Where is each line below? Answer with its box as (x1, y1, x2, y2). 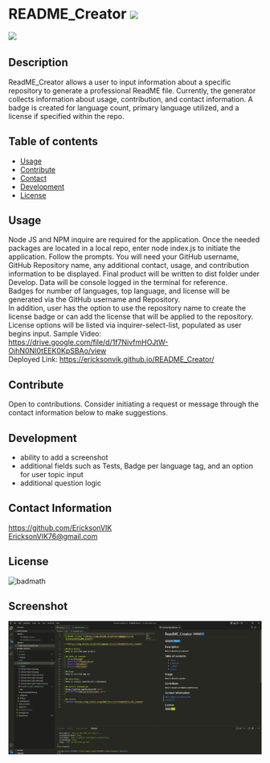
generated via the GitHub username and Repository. (8, 295, 181, 304)
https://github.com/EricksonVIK (8, 522, 112, 532)
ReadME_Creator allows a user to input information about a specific (8, 77, 231, 87)
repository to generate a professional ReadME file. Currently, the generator (8, 85, 256, 95)
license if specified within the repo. (8, 111, 125, 121)
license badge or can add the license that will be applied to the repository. (8, 311, 254, 322)
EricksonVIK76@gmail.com (8, 531, 98, 541)
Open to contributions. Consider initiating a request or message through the (8, 399, 260, 409)
